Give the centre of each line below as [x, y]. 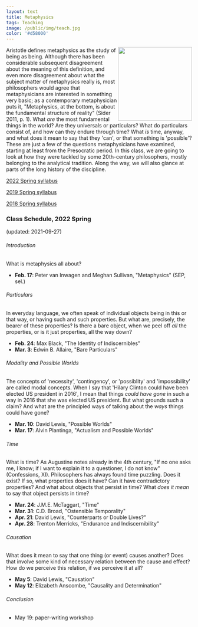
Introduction [21, 245]
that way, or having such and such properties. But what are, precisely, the [95, 319]
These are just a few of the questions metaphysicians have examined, [91, 145]
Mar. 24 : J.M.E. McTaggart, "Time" [57, 505]
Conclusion [20, 599]
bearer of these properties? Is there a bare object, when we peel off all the [96, 326]
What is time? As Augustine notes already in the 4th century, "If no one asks [99, 462]
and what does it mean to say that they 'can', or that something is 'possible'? [99, 138]
